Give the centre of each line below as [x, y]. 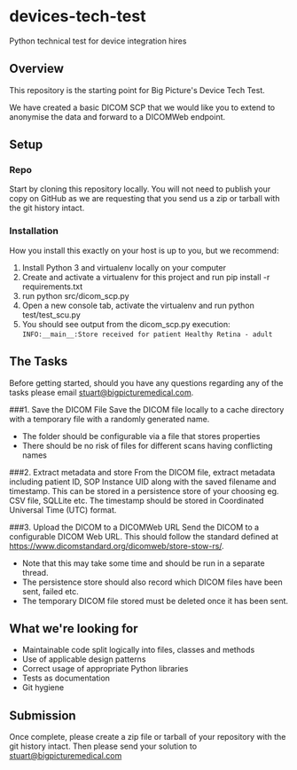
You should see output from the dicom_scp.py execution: [126, 324]
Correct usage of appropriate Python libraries [105, 669]
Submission [43, 715]
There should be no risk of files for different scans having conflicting [147, 445]
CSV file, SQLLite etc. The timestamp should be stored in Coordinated [137, 500]
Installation [34, 231]
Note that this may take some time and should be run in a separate [143, 563]
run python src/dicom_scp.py [76, 295]
